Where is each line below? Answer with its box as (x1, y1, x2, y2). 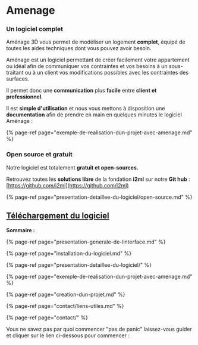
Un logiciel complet (6, 25, 64, 33)
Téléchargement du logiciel (6, 211, 109, 221)
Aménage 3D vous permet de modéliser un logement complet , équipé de (6, 38, 186, 45)
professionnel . (6, 93, 43, 100)
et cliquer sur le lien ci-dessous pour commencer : (6, 332, 130, 339)
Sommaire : (6, 226, 35, 233)
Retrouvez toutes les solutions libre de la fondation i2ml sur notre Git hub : (6, 175, 190, 183)
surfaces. (6, 75, 30, 82)
